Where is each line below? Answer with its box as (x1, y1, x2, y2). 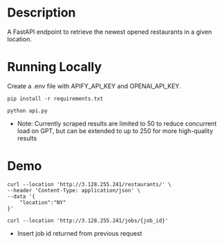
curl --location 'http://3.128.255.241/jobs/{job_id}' (7, 217, 169, 224)
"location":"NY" (19, 199, 67, 206)
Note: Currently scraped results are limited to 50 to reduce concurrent (17, 119, 217, 128)
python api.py (7, 107, 48, 114)
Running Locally (7, 59, 102, 75)
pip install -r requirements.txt (7, 95, 104, 102)
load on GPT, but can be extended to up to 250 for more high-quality (17, 126, 214, 135)
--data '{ (7, 193, 36, 200)
